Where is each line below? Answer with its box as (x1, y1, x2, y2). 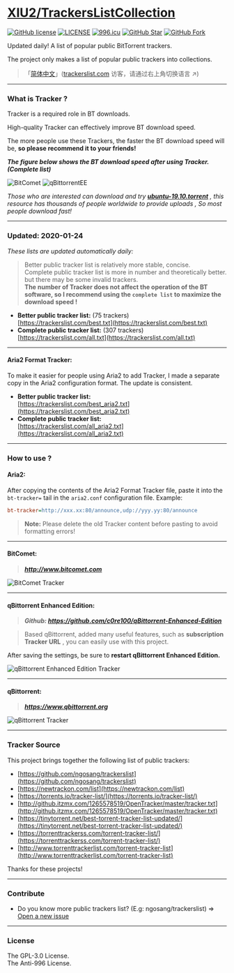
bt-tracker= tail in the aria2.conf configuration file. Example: (7, 493, 183, 502)
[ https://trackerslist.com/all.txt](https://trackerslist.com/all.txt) (17, 333, 196, 341)
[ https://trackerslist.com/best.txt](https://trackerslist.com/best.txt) (17, 318, 208, 327)
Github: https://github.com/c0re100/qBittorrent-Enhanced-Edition (24, 616, 222, 625)
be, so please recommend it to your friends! (7, 144, 136, 153)
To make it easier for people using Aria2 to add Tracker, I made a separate (7, 371, 220, 380)
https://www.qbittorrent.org (24, 703, 109, 711)
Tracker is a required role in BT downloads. (7, 110, 130, 118)
